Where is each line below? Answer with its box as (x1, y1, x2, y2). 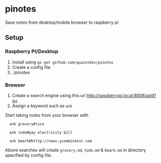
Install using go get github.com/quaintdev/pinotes (12, 59, 113, 65)
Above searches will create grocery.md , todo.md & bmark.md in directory (5, 147, 146, 153)
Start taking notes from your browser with (5, 112, 89, 118)
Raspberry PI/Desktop (5, 48, 59, 55)
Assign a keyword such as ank (12, 103, 73, 109)
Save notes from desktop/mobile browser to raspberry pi (5, 19, 119, 25)
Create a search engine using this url (12, 92, 86, 98)
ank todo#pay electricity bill (9, 130, 73, 135)
